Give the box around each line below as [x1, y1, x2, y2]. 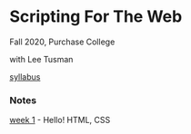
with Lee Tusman [9, 53, 74, 64]
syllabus [9, 71, 41, 82]
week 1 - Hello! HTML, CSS [9, 115, 111, 126]
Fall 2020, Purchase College [9, 36, 116, 47]
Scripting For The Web [9, 6, 183, 27]
